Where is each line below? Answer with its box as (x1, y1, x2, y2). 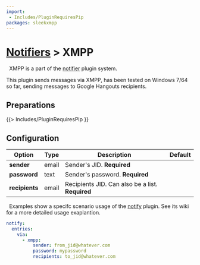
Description (97, 150, 132, 159)
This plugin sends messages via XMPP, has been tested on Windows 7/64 (6, 77, 188, 84)
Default (169, 150, 191, 159)
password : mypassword (32, 248, 86, 254)
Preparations (6, 100, 55, 110)
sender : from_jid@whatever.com (32, 242, 111, 248)
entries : (11, 226, 33, 232)
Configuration (6, 133, 60, 143)
